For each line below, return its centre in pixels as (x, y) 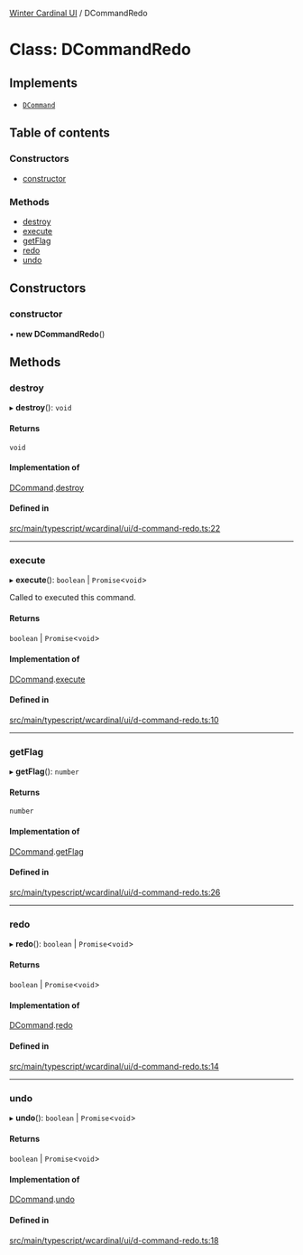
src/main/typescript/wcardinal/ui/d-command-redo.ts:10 (114, 720)
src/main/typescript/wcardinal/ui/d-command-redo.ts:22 (115, 528)
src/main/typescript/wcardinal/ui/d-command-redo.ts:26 (115, 892)
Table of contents (60, 133)
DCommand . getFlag (46, 851)
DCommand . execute (47, 679)
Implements (44, 83)
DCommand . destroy (46, 487)
